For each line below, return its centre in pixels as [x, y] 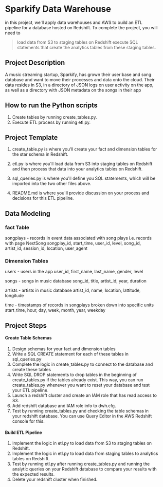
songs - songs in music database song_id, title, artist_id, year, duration [76, 281]
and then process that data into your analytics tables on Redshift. [77, 169]
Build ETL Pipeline [24, 432]
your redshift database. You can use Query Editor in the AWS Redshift [82, 416]
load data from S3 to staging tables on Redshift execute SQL [77, 42]
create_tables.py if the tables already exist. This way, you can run [78, 380]
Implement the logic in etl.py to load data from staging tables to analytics [85, 453]
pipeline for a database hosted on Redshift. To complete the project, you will [81, 27]
